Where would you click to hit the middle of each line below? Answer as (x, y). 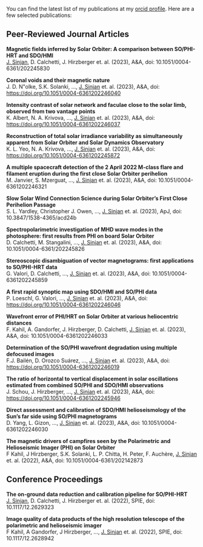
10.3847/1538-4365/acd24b (42, 218)
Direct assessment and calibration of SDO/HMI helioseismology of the (96, 410)
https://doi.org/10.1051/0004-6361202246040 (64, 93)
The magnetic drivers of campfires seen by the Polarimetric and (88, 441)
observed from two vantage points (51, 111)
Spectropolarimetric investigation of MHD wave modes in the (85, 229)
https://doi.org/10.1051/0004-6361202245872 (63, 155)
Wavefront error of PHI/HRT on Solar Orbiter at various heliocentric (92, 316)
